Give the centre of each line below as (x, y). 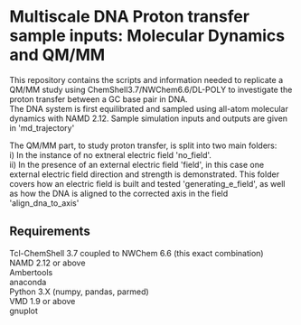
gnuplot (24, 311)
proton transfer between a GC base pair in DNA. (99, 99)
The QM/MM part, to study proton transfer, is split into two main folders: (143, 145)
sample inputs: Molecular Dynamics (147, 36)
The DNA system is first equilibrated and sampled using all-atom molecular (149, 108)
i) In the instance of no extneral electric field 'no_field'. (111, 154)
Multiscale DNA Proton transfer (130, 17)
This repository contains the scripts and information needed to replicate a (146, 79)
